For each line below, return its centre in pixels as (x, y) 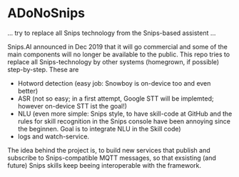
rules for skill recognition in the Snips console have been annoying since (124, 121)
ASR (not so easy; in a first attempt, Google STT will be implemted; (116, 98)
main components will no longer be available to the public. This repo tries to (119, 54)
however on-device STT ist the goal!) (72, 106)
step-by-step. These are (43, 69)
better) (28, 91)
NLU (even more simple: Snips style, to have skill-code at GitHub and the (125, 113)
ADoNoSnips (46, 13)
